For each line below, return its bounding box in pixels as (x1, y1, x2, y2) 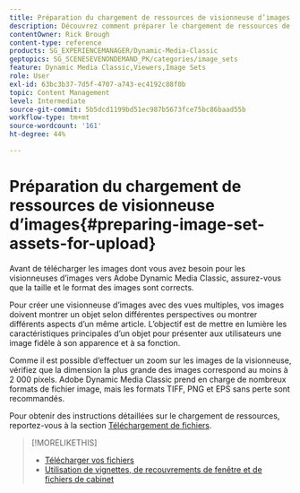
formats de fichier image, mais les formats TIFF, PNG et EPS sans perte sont (9, 383, 291, 394)
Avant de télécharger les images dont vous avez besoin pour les (9, 263, 246, 273)
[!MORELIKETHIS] (30, 437, 98, 448)
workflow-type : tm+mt (9, 113, 90, 122)
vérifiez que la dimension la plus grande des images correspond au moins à (9, 364, 288, 375)
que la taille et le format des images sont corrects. (9, 281, 194, 292)
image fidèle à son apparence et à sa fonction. (9, 337, 181, 348)
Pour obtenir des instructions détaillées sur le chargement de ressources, (9, 410, 280, 421)
